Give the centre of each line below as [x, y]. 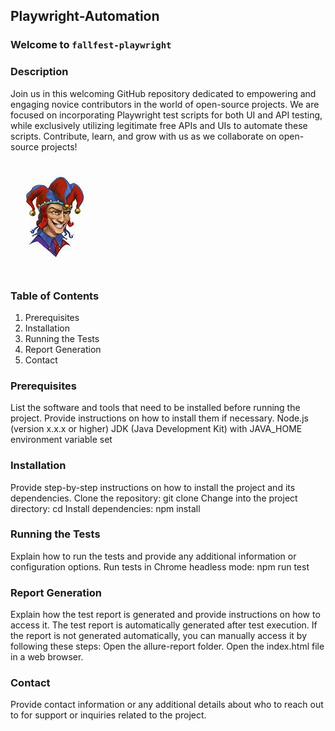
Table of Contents [55, 296]
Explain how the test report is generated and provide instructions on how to [165, 615]
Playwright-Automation [85, 16]
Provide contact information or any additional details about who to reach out [167, 705]
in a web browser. [47, 657]
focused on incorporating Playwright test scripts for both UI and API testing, [166, 115]
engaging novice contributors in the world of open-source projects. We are [165, 104]
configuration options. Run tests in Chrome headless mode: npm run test [160, 566]
